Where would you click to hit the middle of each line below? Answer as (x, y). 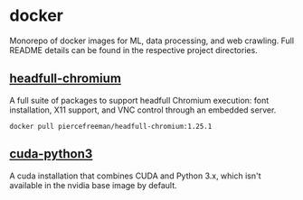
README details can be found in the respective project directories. (133, 50)
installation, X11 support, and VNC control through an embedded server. (143, 110)
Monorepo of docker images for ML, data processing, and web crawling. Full (152, 41)
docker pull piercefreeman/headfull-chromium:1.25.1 (111, 126)
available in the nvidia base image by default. (94, 185)
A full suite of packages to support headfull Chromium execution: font (139, 100)
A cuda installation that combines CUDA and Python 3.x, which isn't (135, 176)
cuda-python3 (51, 154)
